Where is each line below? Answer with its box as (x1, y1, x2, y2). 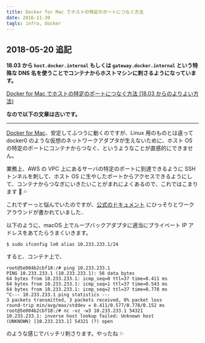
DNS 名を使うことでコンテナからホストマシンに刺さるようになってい (18, 70, 191, 77)
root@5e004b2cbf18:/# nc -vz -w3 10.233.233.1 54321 (6, 308, 143, 314)
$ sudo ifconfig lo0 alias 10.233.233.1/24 (6, 242, 119, 248)
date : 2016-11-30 (6, 15, 51, 21)
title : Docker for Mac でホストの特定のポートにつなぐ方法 (6, 9, 144, 15)
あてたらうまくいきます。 (27, 229, 92, 237)
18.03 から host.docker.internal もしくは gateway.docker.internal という (6, 62, 193, 69)
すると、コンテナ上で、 (6, 253, 65, 260)
